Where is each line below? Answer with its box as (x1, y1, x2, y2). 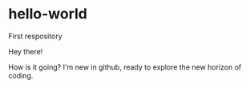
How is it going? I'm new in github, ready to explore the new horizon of (8, 62, 242, 72)
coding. (8, 70, 34, 80)
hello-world (8, 5, 88, 23)
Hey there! (8, 46, 43, 56)
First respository (8, 31, 62, 41)
